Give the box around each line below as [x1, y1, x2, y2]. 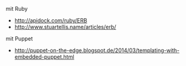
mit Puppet [5, 35, 33, 42]
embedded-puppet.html [14, 53, 75, 60]
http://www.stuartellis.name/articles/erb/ [14, 24, 116, 30]
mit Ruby [5, 5, 28, 12]
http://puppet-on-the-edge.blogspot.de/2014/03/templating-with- [14, 47, 180, 54]
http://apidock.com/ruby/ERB [14, 17, 87, 24]
